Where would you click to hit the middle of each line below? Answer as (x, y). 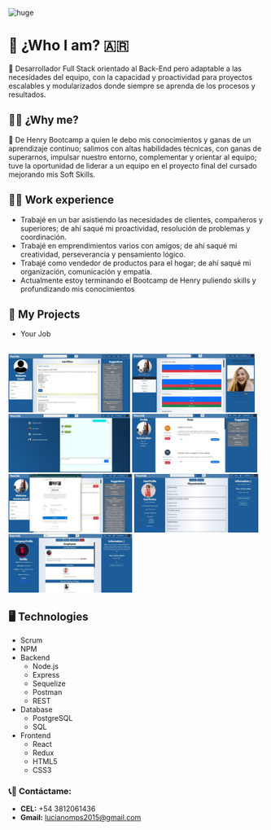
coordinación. (43, 237)
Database (36, 709)
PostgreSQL (52, 718)
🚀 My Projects (44, 314)
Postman (47, 692)
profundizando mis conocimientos (78, 288)
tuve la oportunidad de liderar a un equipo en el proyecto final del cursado (133, 165)
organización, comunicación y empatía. (86, 271)
